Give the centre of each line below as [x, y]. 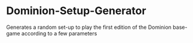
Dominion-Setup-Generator [76, 11]
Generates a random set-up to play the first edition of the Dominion [89, 27]
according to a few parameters [59, 33]
